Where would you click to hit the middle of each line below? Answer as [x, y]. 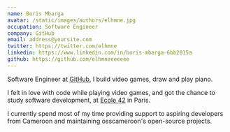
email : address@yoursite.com [50, 40]
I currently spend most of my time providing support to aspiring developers [115, 113]
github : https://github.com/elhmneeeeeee [69, 59]
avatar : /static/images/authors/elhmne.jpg [72, 20]
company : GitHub [31, 33]
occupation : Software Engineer [53, 27]
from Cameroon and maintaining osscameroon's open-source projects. [109, 121]
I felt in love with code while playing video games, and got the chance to [111, 92]
